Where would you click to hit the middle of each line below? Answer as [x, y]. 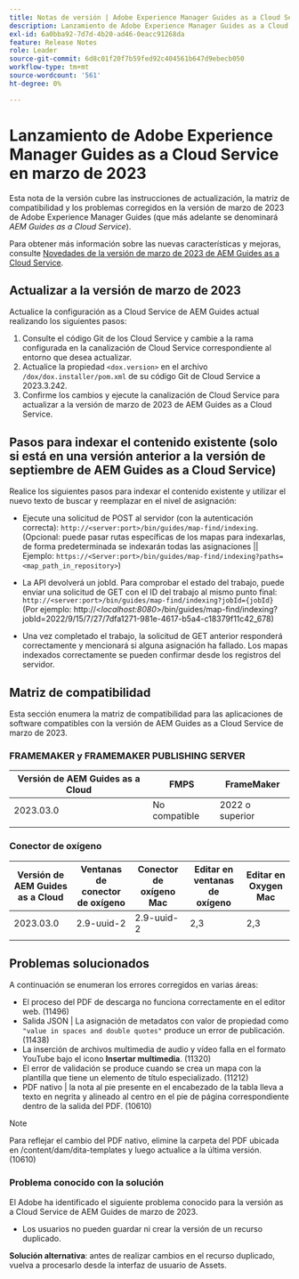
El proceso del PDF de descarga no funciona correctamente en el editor [154, 1002]
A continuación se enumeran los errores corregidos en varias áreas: [134, 985]
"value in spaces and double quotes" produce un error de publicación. [153, 1031]
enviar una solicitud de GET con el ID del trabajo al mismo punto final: [149, 592]
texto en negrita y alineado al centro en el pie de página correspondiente [155, 1097]
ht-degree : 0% [36, 84]
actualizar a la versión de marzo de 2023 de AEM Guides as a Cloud [147, 405]
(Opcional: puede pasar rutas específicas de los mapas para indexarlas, [154, 537]
